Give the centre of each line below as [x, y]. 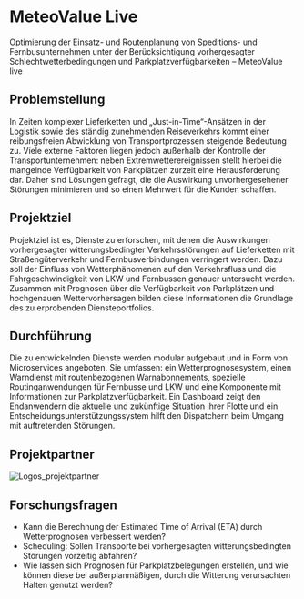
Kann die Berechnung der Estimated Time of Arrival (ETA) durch [142, 527]
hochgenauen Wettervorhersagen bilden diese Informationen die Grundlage [152, 298]
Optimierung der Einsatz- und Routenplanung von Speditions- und [133, 42]
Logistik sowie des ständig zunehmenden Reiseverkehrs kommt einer [140, 131]
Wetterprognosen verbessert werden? [94, 536]
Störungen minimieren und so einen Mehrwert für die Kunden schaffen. [143, 189]
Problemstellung [57, 100]
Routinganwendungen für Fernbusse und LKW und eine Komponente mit [146, 387]
